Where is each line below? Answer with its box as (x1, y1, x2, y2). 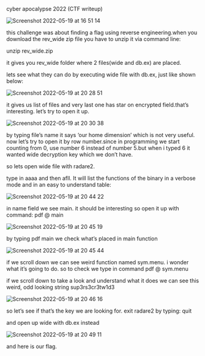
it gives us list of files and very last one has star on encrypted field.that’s (6, 101, 189, 108)
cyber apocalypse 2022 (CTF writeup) (6, 6, 103, 12)
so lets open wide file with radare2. (6, 163, 95, 170)
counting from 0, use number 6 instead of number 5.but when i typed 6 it (6, 144, 190, 152)
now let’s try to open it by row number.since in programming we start (6, 138, 180, 145)
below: (6, 78, 23, 84)
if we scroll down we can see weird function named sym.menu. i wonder (6, 259, 189, 265)
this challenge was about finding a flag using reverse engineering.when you (6, 29, 198, 36)
